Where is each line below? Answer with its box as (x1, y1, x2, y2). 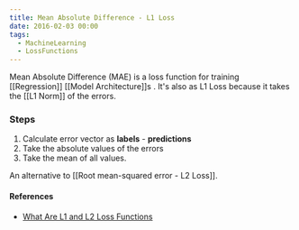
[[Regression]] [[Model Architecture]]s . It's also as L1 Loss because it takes (9, 81, 290, 92)
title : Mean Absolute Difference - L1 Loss (9, 13, 176, 23)
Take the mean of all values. (22, 152, 127, 163)
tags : (9, 30, 30, 39)
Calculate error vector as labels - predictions (22, 133, 192, 144)
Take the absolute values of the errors (22, 143, 164, 154)
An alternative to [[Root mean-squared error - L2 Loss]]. (9, 170, 218, 181)
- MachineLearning (17, 38, 87, 48)
